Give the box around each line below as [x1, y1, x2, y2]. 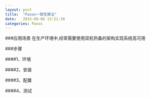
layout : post [5, 7, 32, 12]
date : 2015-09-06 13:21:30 [5, 16, 65, 21]
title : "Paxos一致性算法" [5, 12, 57, 17]
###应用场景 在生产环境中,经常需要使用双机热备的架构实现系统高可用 [5, 35, 146, 41]
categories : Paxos [5, 21, 43, 26]
